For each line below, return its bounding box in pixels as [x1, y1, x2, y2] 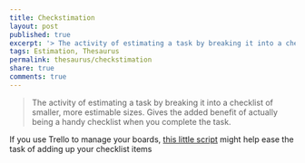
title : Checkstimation [9, 13, 95, 23]
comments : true [9, 72, 67, 81]
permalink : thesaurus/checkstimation [9, 55, 152, 64]
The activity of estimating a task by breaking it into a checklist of [31, 97, 274, 108]
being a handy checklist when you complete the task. [31, 116, 231, 127]
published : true [9, 30, 71, 39]
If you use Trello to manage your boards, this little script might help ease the [9, 133, 294, 145]
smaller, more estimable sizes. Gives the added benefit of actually [31, 106, 279, 118]
